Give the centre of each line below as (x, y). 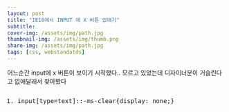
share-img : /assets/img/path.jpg (55, 46)
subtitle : (21, 26)
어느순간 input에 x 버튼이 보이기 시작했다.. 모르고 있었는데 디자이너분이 (103, 73)
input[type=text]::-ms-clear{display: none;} (96, 101)
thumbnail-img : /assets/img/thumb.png (63, 39)
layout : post (26, 13)
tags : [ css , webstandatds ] (46, 53)
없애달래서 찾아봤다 (40, 81)
